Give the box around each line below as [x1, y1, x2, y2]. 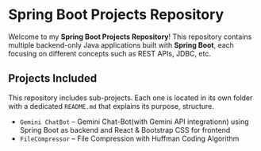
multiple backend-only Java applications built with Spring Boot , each [8, 40, 234, 49]
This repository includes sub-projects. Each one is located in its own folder [8, 93, 253, 103]
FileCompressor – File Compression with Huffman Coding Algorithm [19, 134, 240, 143]
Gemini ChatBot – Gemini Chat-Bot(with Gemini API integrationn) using [19, 117, 249, 126]
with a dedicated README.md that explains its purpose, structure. [8, 101, 214, 110]
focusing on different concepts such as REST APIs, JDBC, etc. [8, 48, 212, 58]
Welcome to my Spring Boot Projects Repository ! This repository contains [8, 32, 252, 41]
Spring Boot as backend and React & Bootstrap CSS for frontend [19, 125, 231, 134]
